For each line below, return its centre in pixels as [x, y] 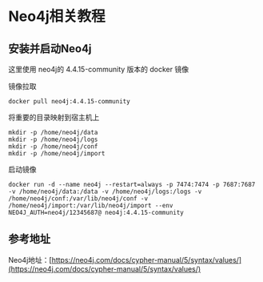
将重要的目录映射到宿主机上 [54, 117]
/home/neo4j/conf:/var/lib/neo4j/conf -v [78, 199]
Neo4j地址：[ [30, 260]
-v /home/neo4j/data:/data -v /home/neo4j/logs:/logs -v [105, 191]
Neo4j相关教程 [57, 16]
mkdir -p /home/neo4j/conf [53, 147]
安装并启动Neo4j [50, 48]
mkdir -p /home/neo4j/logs [53, 139]
